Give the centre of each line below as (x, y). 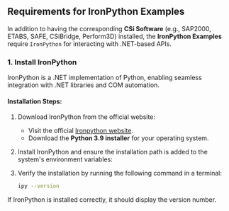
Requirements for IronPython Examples (96, 12)
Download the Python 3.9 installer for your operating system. (118, 138)
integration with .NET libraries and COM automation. (83, 85)
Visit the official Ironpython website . (80, 131)
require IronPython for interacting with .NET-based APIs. (90, 44)
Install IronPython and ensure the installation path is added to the (112, 152)
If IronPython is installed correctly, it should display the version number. (112, 200)
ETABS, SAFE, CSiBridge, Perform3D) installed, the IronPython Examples (114, 36)
